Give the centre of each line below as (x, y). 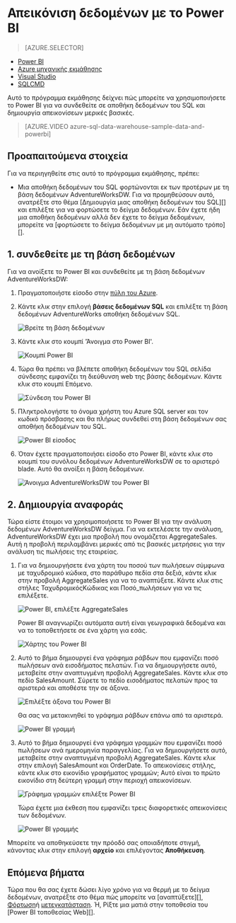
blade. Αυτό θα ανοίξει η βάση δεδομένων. (81, 469)
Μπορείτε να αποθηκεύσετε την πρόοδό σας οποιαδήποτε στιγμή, (104, 843)
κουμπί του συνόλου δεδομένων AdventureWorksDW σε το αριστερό (119, 461)
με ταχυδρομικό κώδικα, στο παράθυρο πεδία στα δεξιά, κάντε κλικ (117, 573)
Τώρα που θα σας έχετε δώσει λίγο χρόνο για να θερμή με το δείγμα (108, 890)
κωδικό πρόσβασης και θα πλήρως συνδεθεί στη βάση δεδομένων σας (122, 418)
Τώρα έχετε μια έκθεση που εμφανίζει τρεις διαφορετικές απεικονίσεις (122, 808)
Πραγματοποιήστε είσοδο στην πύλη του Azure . (88, 292)
